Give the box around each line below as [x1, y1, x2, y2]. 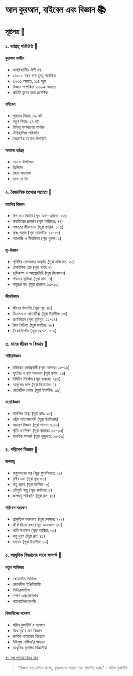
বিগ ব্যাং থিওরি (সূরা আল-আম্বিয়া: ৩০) [12, 213, 67, 219]
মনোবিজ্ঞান [5, 399, 20, 405]
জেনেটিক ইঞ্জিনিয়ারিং [12, 581, 42, 587]
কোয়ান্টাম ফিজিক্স [12, 576, 37, 582]
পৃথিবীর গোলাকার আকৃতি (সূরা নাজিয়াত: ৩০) [12, 259, 75, 265]
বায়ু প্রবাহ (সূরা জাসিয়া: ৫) [12, 481, 50, 487]
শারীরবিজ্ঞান [5, 353, 22, 359]
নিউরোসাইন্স [12, 587, 30, 593]
